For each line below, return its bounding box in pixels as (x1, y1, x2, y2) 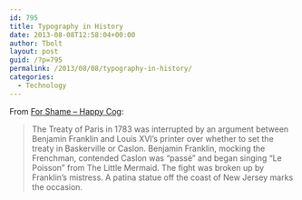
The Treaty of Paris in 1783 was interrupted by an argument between (31, 124, 289, 135)
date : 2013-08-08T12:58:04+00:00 (9, 30, 136, 39)
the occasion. (31, 181, 83, 192)
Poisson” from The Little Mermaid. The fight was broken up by (31, 162, 265, 173)
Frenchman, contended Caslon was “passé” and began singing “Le (31, 152, 283, 164)
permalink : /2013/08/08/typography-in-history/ (9, 65, 193, 74)
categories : (9, 73, 54, 82)
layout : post (9, 47, 59, 56)
